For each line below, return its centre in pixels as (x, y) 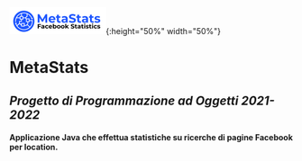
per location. (34, 148)
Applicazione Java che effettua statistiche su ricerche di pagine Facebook (151, 138)
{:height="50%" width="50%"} (164, 31)
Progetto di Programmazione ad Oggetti (124, 100)
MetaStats (49, 68)
